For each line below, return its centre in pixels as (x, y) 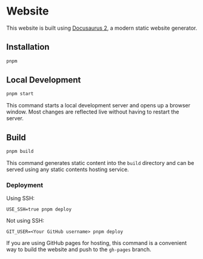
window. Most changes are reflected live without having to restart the (93, 112)
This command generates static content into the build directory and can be (100, 163)
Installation (28, 47)
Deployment (25, 185)
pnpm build (20, 152)
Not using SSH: (25, 221)
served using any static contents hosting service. (68, 169)
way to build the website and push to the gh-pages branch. (79, 249)
